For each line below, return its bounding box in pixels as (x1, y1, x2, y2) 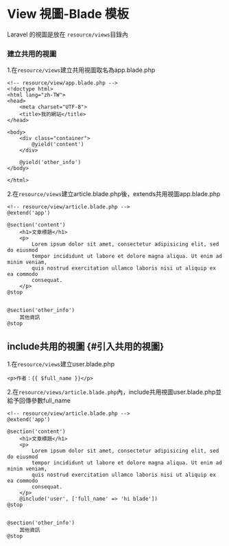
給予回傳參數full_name (7, 396, 71, 405)
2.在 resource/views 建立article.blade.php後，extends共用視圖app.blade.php (7, 190, 221, 198)
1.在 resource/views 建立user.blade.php (7, 360, 115, 368)
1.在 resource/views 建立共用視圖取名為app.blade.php (7, 66, 156, 74)
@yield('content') (32, 141, 84, 148)
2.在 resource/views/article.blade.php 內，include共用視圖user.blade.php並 (7, 388, 222, 396)
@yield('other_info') (19, 159, 81, 166)
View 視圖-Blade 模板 (7, 6, 129, 22)
